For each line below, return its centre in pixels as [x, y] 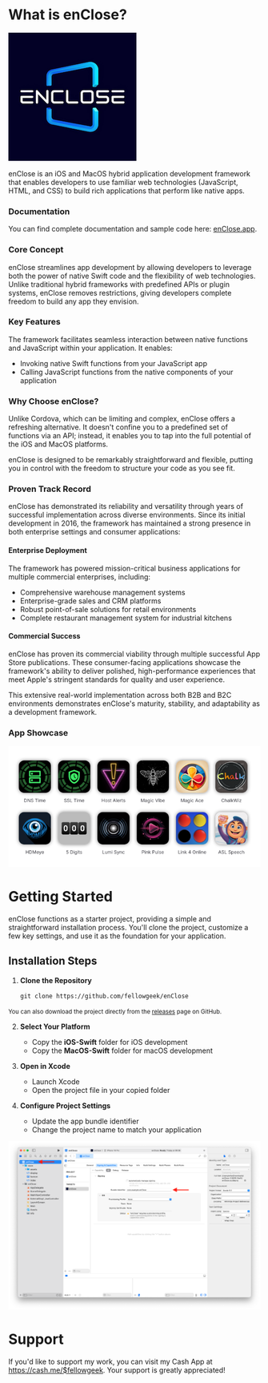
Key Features [35, 322]
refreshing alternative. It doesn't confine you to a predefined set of [118, 427]
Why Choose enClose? [54, 401]
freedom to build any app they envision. [74, 301]
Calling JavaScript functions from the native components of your [126, 372]
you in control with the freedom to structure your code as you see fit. [122, 468]
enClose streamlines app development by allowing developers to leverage [130, 267]
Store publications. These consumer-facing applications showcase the [125, 662]
